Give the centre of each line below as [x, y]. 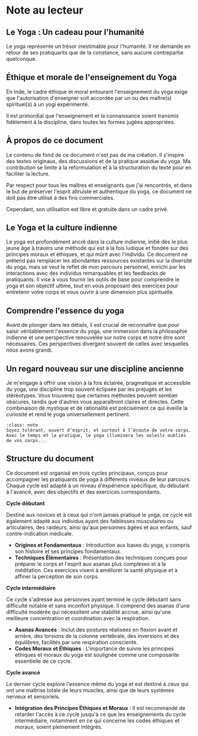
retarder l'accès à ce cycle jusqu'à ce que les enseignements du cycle [100, 714]
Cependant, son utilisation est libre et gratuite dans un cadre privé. [87, 209]
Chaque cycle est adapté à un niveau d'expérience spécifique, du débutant [98, 485]
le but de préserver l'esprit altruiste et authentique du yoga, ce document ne [99, 191]
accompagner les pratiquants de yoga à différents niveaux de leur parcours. [99, 479]
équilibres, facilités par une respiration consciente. [76, 642]
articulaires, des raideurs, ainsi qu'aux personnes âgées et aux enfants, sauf [99, 527]
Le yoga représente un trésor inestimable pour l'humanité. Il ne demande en [98, 46]
